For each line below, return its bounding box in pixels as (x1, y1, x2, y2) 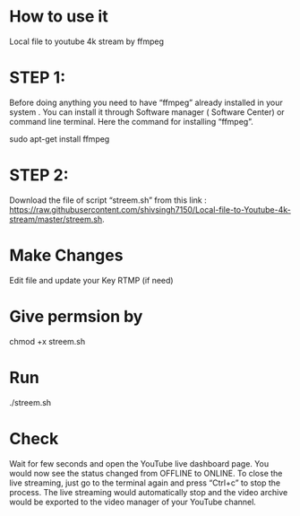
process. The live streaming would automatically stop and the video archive (9, 486, 288, 497)
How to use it (9, 6, 109, 27)
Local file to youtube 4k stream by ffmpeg (9, 36, 164, 47)
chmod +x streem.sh (9, 336, 86, 346)
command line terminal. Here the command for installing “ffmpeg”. (9, 116, 253, 127)
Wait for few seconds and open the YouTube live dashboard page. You (9, 458, 270, 468)
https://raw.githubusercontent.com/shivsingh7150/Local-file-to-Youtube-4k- (9, 204, 291, 214)
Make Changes (9, 245, 124, 266)
